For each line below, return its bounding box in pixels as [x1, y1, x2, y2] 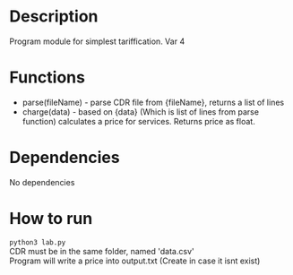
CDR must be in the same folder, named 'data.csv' [9, 245, 194, 256]
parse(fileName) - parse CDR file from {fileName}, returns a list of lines [22, 97, 285, 107]
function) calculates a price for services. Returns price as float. [22, 116, 255, 126]
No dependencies [9, 176, 75, 187]
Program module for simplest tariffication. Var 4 [9, 36, 185, 47]
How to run [9, 209, 93, 228]
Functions [9, 67, 85, 88]
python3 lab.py [9, 237, 66, 247]
